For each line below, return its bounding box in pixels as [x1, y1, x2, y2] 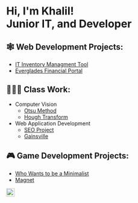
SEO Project [24, 126, 54, 133]
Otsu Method [24, 107, 57, 114]
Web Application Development [14, 119, 91, 127]
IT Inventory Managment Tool [14, 61, 89, 67]
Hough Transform [24, 113, 68, 120]
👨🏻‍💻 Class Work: [6, 84, 71, 95]
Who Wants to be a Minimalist [14, 170, 89, 177]
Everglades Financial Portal [14, 67, 83, 74]
